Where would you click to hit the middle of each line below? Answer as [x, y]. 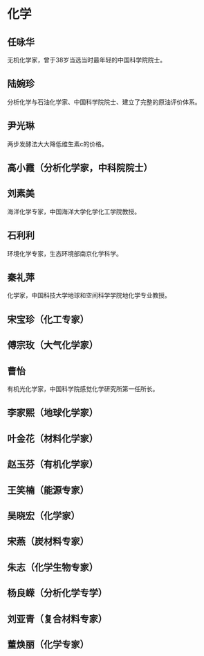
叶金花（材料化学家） [53, 439]
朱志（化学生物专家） [53, 567]
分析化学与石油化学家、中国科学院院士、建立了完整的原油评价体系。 [104, 102]
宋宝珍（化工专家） [48, 319]
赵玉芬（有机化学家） [53, 464]
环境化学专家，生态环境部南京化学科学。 [65, 253]
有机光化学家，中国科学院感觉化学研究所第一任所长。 [83, 389]
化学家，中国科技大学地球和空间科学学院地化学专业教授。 [89, 295]
